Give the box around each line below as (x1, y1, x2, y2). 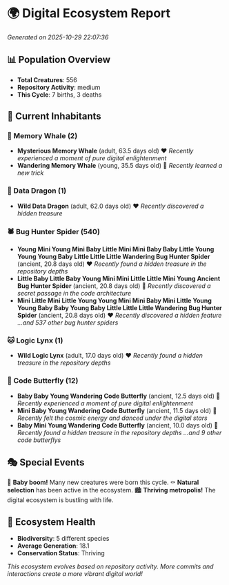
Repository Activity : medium (17, 83, 101, 91)
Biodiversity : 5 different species (17, 535, 110, 543)
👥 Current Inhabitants (7, 111, 101, 122)
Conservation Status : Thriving (17, 549, 105, 557)
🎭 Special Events (7, 457, 85, 468)
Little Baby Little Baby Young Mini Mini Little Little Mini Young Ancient (17, 274, 221, 283)
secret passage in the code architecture (17, 289, 132, 298)
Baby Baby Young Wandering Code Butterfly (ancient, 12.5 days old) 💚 (17, 392, 221, 400)
